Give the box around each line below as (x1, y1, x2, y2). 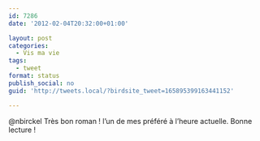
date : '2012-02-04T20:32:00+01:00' (8, 19, 129, 28)
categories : (8, 41, 49, 49)
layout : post (8, 34, 53, 42)
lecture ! (8, 125, 37, 135)
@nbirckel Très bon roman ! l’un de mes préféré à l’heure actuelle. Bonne (8, 116, 253, 126)
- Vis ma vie (15, 49, 60, 58)
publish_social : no (8, 79, 75, 88)
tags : (8, 57, 27, 65)
